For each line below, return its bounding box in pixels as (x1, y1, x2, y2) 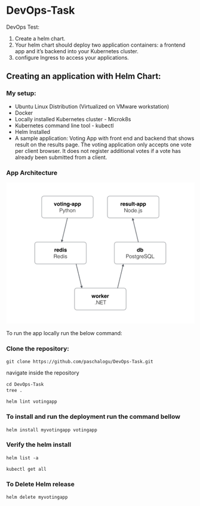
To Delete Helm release (6, 480, 75, 488)
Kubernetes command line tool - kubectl (14, 122, 114, 129)
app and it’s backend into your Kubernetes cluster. (14, 47, 139, 54)
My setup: (6, 89, 36, 97)
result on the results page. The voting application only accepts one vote (14, 141, 192, 148)
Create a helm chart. (14, 35, 66, 42)
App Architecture (6, 168, 58, 177)
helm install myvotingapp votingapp (6, 427, 97, 433)
